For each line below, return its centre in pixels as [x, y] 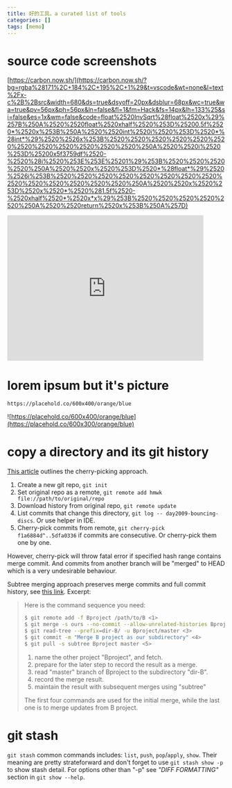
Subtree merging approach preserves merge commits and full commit [107, 584]
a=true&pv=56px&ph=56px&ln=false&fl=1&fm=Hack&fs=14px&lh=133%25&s [116, 110]
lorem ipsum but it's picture [88, 385]
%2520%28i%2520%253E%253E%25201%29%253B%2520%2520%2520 [116, 161]
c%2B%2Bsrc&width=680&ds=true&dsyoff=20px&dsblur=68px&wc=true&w [116, 102]
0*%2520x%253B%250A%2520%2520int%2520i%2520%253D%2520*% [116, 132]
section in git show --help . [46, 777]
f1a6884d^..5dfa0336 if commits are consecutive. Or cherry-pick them [117, 535]
